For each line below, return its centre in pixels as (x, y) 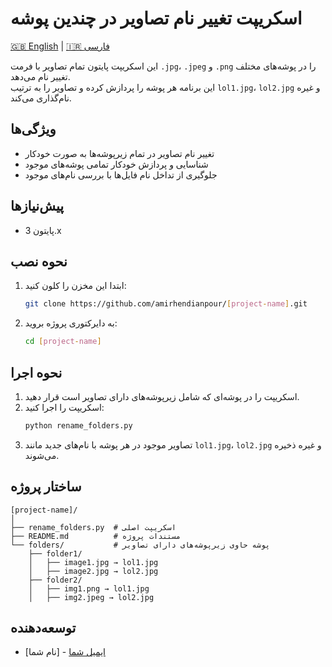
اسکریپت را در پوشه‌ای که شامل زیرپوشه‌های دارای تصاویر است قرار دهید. (162, 396)
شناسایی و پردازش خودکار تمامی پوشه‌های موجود (116, 164)
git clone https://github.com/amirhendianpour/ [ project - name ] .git (166, 304)
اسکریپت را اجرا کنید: (64, 407)
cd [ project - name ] (63, 342)
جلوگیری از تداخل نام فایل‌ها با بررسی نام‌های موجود (121, 174)
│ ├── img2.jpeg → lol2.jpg (91, 597)
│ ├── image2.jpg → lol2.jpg (93, 571)
